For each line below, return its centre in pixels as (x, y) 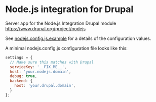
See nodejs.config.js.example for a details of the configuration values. (78, 38)
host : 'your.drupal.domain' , (45, 86)
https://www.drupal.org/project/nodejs (46, 28)
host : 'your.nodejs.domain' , (41, 72)
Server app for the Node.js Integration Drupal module (61, 23)
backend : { (21, 81)
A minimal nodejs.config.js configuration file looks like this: (67, 48)
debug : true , (24, 76)
